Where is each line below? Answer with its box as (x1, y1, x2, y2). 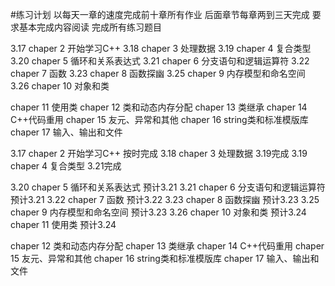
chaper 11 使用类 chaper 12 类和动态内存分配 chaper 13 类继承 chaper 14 (10, 101, 308, 113)
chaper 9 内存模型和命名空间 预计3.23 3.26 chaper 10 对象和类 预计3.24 (10, 206, 307, 218)
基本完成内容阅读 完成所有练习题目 (18, 21, 162, 33)
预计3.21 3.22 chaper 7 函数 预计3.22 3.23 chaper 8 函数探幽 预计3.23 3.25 (10, 194, 320, 205)
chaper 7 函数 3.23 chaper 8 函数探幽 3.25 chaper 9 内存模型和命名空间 (10, 68, 306, 79)
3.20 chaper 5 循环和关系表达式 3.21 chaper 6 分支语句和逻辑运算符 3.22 (10, 55, 310, 67)
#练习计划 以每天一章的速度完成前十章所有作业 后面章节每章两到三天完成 (10, 9, 310, 20)
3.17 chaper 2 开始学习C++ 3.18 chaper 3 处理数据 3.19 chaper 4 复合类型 (10, 43, 312, 54)
